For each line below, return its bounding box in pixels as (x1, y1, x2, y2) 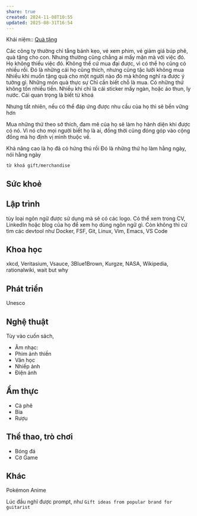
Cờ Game (14, 454, 39, 461)
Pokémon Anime (6, 487, 46, 494)
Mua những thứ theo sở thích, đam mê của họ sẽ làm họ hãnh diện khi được (6, 121, 191, 128)
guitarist (6, 505, 31, 511)
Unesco (6, 300, 26, 307)
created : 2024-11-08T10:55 (6, 14, 73, 20)
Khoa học (6, 244, 43, 254)
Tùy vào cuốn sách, (6, 333, 55, 340)
